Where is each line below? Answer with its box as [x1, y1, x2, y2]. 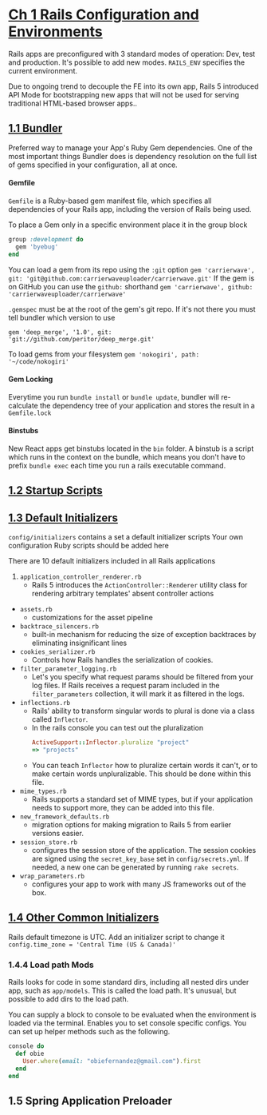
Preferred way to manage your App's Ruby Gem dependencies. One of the [8, 142, 253, 153]
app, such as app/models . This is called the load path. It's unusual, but [8, 986, 237, 996]
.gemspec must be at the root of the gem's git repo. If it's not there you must [8, 304, 257, 313]
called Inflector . [31, 715, 88, 724]
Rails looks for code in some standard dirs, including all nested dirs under [8, 978, 249, 987]
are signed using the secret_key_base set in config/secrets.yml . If [31, 854, 249, 863]
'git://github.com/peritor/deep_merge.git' [8, 335, 155, 343]
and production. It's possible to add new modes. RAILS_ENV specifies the [8, 58, 245, 67]
